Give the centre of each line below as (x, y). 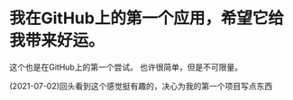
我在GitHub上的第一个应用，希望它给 (146, 18)
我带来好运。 (57, 41)
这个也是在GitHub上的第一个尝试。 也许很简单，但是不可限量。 (126, 67)
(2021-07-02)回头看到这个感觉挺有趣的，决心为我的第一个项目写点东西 (141, 86)
